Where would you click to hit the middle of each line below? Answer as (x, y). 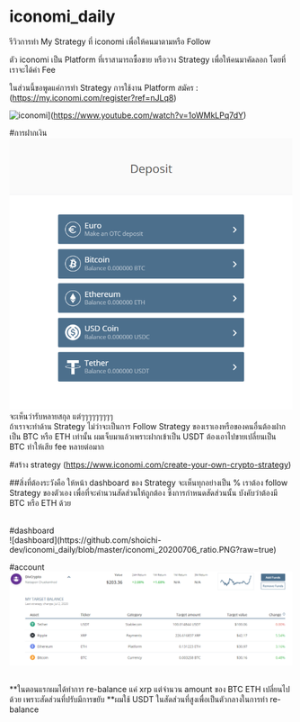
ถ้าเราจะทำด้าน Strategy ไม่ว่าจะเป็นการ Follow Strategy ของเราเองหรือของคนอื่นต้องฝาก (147, 426)
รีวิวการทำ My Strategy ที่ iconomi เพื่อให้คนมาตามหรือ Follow (110, 41)
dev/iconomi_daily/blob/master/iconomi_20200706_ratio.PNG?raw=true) (143, 549)
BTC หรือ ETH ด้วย (40, 502)
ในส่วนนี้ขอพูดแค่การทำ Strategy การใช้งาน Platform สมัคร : (104, 87)
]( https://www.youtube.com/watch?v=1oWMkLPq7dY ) (147, 115)
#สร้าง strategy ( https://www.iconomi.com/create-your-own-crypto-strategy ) (150, 465)
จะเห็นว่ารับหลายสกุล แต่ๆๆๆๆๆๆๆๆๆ (62, 416)
